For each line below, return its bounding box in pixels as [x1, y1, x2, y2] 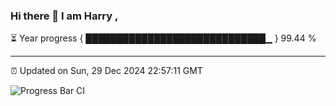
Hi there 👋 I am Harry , [10, 9, 119, 23]
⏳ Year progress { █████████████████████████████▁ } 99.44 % [10, 32, 317, 44]
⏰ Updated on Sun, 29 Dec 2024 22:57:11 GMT [10, 65, 203, 77]
